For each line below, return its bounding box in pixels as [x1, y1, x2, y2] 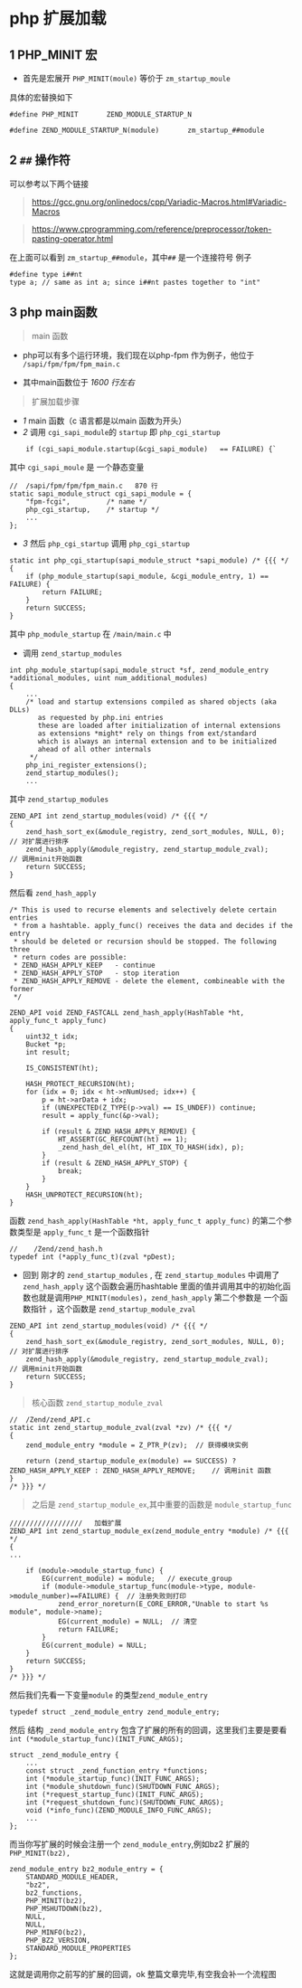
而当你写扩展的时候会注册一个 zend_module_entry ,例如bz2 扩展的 [9, 1838, 250, 1850]
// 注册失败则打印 [126, 1591, 187, 1601]
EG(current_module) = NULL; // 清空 [57, 1616, 197, 1626]
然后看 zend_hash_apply [9, 887, 97, 898]
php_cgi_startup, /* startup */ [25, 505, 160, 514]
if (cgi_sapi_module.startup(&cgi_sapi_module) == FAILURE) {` [25, 444, 278, 453]
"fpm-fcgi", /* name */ [25, 497, 147, 506]
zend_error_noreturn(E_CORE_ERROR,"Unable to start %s [57, 1599, 269, 1608]
